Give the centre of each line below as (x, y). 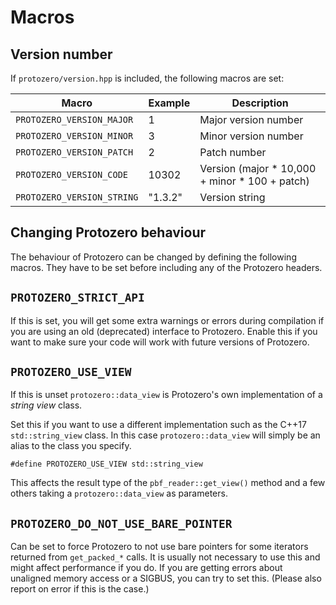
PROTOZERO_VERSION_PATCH (74, 152)
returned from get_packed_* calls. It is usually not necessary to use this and (165, 557)
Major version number (251, 119)
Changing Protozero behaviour (108, 232)
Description (260, 103)
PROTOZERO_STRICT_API (77, 298)
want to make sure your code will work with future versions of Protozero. (160, 342)
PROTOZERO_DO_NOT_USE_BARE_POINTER (121, 523)
